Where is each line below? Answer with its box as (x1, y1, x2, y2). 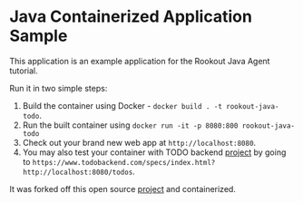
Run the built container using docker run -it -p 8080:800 (22, 120, 239, 130)
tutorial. (9, 65, 38, 76)
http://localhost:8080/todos (22, 168, 133, 177)
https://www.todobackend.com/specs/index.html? (32, 158, 216, 167)
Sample (9, 25, 68, 46)
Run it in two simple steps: (9, 82, 108, 93)
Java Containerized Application (9, 6, 252, 27)
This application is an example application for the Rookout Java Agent (9, 55, 270, 66)
